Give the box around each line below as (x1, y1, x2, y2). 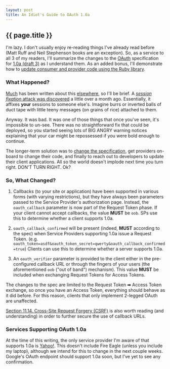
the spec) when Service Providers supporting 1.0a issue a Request (13, 230, 152, 236)
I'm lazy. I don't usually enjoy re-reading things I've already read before (6, 44, 155, 51)
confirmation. (6, 359, 34, 365)
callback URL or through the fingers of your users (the (37, 261, 150, 267)
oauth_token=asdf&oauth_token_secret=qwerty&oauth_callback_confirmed (13, 241, 165, 247)
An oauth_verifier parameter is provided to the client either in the (13, 255, 151, 262)
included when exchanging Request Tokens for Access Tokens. (13, 271, 146, 278)
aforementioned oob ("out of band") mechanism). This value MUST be (13, 266, 159, 272)
